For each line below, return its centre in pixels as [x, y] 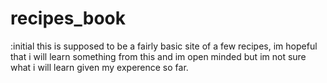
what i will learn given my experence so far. [99, 67]
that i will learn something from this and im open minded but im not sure [158, 56]
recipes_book [68, 18]
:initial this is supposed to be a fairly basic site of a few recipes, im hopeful [164, 46]
